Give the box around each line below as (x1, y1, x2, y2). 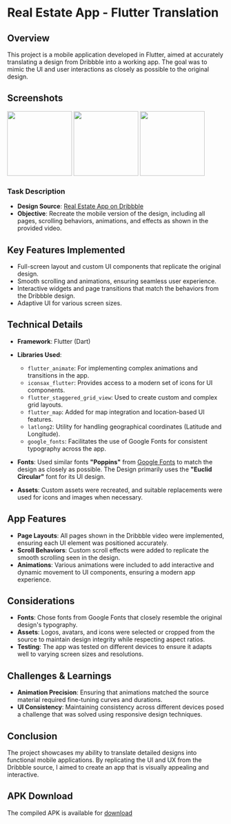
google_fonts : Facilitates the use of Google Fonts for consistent (27, 437, 208, 445)
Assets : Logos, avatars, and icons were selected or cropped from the (17, 628, 215, 637)
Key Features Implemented (7, 244, 125, 256)
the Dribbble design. (17, 291, 76, 300)
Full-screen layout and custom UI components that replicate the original (17, 262, 221, 270)
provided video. (17, 224, 62, 232)
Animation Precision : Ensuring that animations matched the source (17, 688, 209, 697)
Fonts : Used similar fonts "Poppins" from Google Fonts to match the (17, 457, 213, 466)
